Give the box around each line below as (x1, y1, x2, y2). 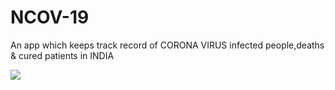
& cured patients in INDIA (10, 49, 115, 61)
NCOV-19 (10, 6, 90, 29)
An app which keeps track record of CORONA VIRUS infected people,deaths (10, 39, 325, 51)
